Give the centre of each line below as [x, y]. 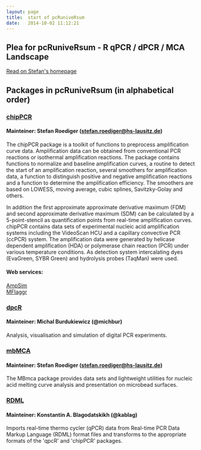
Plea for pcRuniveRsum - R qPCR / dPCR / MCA [96, 47]
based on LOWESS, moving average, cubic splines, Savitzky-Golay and [94, 189]
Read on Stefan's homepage [42, 71]
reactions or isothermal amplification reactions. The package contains [93, 157]
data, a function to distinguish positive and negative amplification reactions [99, 176]
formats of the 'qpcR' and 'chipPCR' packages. [64, 441]
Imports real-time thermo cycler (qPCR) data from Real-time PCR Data [93, 428]
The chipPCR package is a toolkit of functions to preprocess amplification [97, 144]
